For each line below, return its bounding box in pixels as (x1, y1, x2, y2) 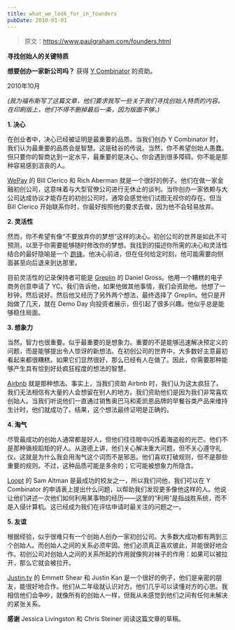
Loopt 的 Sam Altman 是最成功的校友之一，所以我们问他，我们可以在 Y (7, 476, 211, 484)
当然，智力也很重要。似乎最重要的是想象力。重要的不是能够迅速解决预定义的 (7, 337, 228, 346)
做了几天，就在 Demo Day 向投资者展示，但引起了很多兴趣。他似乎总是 (13, 299, 219, 308)
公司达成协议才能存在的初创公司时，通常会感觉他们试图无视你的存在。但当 (7, 193, 222, 202)
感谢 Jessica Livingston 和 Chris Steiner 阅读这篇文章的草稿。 (7, 614, 185, 623)
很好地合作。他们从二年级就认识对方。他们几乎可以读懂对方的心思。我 (25, 582, 228, 590)
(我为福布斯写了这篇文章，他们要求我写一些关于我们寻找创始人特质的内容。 (7, 96, 225, 105)
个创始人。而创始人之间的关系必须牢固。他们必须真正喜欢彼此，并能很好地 (7, 540, 222, 549)
